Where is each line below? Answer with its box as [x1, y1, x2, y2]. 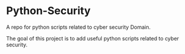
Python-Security [6, 4, 91, 18]
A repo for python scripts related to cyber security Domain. [6, 23, 150, 31]
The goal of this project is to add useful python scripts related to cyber [6, 35, 180, 42]
